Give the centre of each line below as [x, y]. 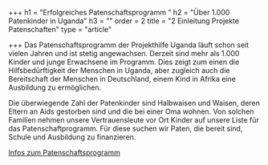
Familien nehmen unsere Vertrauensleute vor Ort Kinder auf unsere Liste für [134, 120]
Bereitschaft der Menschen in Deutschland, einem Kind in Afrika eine [122, 79]
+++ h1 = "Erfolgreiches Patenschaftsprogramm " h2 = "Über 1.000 [119, 12]
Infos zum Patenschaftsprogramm [64, 153]
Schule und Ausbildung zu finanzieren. [72, 137]
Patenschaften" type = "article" [60, 29]
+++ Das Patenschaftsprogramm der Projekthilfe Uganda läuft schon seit [129, 45]
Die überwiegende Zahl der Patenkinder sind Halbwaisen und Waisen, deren [134, 103]
